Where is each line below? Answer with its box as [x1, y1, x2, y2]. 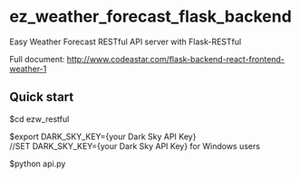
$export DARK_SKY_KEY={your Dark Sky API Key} [9, 131, 197, 142]
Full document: [9, 53, 65, 64]
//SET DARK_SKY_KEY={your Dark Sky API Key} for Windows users [9, 140, 261, 151]
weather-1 [9, 63, 47, 74]
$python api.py [9, 158, 66, 169]
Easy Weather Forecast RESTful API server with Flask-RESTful [9, 36, 242, 47]
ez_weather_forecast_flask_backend [9, 6, 292, 27]
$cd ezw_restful [9, 113, 70, 124]
